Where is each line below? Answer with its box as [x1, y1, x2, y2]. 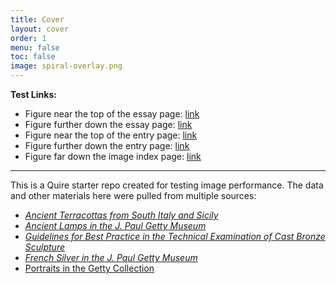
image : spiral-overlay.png [10, 61, 123, 71]
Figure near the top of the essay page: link [24, 108, 200, 120]
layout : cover [10, 24, 70, 34]
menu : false [10, 42, 60, 53]
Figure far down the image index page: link [24, 151, 202, 162]
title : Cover [10, 14, 65, 25]
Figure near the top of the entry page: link [24, 129, 198, 141]
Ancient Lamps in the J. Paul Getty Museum [24, 220, 207, 231]
